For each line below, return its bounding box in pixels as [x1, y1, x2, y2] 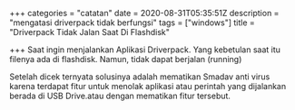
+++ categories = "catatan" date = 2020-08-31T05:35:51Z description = [9, 8, 280, 18]
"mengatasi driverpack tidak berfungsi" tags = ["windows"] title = [9, 17, 256, 28]
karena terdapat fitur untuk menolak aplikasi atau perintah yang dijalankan [9, 81, 287, 91]
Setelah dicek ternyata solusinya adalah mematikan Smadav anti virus [9, 71, 270, 82]
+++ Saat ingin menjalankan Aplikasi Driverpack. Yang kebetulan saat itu [9, 44, 281, 55]
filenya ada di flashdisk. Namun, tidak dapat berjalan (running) [9, 54, 242, 64]
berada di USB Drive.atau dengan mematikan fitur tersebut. [9, 90, 231, 101]
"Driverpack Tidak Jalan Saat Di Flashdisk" [9, 27, 171, 37]
